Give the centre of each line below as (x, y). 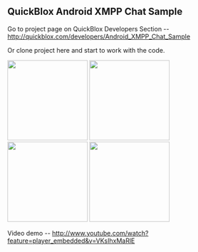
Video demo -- (29, 233)
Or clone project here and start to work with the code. (86, 50)
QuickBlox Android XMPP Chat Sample (95, 12)
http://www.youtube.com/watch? (100, 233)
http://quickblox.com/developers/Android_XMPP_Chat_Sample (99, 36)
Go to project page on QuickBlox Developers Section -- (88, 28)
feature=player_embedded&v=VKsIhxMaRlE (71, 241)
